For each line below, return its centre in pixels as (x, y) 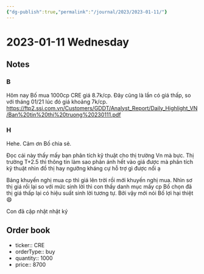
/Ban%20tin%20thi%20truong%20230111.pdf (64, 114)
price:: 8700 (30, 264)
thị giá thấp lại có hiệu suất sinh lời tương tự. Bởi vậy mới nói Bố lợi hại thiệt (100, 193)
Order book (28, 230)
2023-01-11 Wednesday (68, 42)
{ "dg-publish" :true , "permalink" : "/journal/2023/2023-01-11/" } (87, 12)
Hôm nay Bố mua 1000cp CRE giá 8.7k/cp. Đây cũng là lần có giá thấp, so (99, 95)
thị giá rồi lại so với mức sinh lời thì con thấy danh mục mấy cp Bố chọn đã (99, 186)
